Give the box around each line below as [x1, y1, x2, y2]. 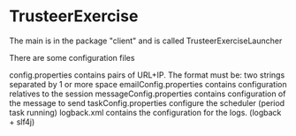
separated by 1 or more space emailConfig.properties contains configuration [9, 79, 287, 89]
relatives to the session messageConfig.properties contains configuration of [9, 88, 286, 99]
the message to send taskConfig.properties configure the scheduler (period [9, 97, 285, 108]
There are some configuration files [9, 52, 135, 63]
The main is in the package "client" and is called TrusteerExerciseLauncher [9, 35, 283, 46]
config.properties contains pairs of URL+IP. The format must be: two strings [9, 69, 285, 80]
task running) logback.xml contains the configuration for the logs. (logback [9, 107, 282, 117]
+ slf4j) [9, 117, 35, 127]
